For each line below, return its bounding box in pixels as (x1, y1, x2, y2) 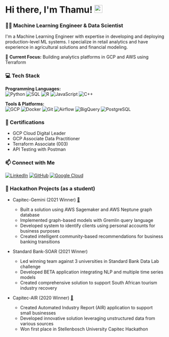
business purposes (20, 228, 60, 234)
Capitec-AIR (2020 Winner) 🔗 (12, 295, 74, 301)
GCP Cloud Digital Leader (12, 130, 66, 136)
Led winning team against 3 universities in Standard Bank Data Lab (20, 258, 159, 264)
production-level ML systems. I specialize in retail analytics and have (5, 39, 148, 45)
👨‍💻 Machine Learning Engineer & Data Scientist (5, 22, 124, 29)
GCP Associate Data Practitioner (12, 136, 80, 142)
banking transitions (20, 239, 61, 245)
